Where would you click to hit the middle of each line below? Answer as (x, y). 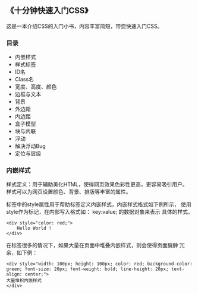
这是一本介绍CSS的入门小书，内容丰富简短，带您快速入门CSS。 (84, 26)
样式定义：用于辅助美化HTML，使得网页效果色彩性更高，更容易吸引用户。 (97, 184)
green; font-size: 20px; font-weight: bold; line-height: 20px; (87, 269)
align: (14, 274)
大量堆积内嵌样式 (24, 281)
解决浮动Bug (30, 146)
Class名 (24, 80)
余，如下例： (22, 253)
